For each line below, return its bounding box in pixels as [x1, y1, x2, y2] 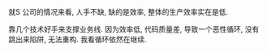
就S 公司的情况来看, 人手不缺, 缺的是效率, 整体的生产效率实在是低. [8, 7, 229, 16]
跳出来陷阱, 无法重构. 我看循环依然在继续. [8, 35, 147, 44]
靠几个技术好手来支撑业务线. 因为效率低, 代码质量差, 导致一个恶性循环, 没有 [8, 24, 260, 34]
